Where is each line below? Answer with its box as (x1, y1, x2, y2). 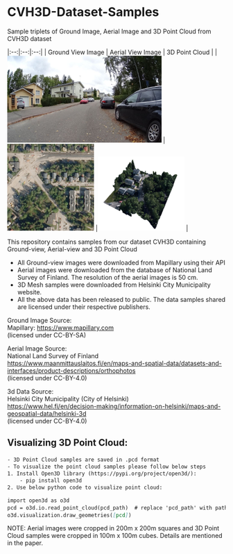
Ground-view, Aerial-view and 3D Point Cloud (7, 244, 137, 253)
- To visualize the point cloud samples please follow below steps (7, 463, 207, 470)
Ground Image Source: (7, 316, 72, 324)
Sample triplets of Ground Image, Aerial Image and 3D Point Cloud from (7, 27, 212, 35)
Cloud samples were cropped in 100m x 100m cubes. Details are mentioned (7, 532, 223, 540)
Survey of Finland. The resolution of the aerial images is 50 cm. (17, 273, 199, 281)
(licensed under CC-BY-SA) (7, 330, 87, 339)
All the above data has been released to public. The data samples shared (17, 295, 226, 303)
